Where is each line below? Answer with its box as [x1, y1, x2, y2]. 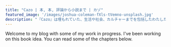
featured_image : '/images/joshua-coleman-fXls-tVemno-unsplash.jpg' [5, 12, 154, 17]
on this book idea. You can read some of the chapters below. [5, 36, 133, 42]
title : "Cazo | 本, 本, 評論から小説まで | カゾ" [5, 7, 103, 13]
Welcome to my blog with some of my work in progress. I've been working [5, 31, 161, 37]
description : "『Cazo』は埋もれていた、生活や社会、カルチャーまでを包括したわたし [5, 17, 164, 22]
